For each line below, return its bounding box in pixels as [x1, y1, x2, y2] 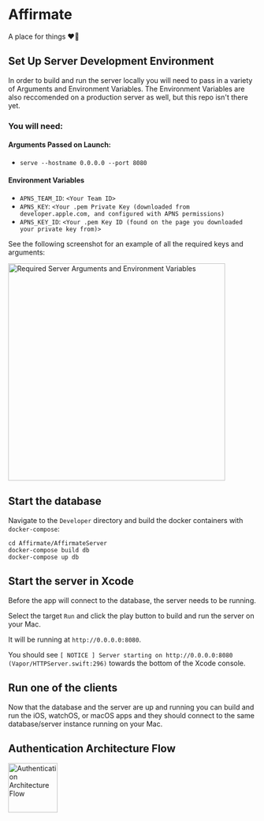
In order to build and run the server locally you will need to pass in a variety [8, 75, 253, 85]
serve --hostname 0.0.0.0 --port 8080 [19, 159, 147, 167]
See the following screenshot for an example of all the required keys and [8, 239, 244, 249]
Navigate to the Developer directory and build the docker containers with [8, 515, 244, 525]
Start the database [8, 495, 102, 508]
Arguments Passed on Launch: [8, 140, 112, 149]
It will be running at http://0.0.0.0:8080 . [8, 635, 142, 644]
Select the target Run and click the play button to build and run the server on [8, 611, 255, 620]
